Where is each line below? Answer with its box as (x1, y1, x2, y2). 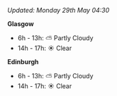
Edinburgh (7, 58, 39, 66)
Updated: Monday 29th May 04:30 (7, 6, 110, 14)
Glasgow (7, 20, 34, 28)
